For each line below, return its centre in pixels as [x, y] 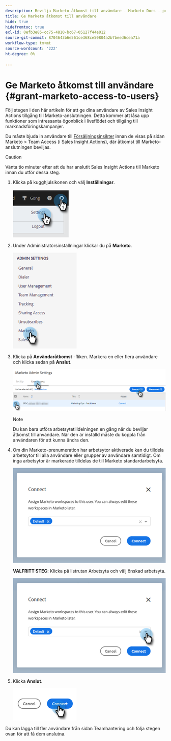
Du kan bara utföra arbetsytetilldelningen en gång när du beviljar [80, 429]
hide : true [17, 21]
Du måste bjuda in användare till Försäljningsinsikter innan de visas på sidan [85, 136]
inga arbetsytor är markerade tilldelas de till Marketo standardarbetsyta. [88, 460]
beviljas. [42, 147]
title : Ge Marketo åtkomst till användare [51, 16]
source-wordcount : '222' [32, 49]
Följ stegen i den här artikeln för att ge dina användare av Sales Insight [79, 110]
